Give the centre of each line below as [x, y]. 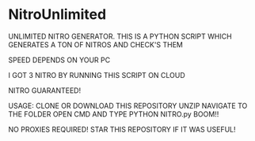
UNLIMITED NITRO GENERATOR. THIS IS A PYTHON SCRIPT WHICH [120, 36]
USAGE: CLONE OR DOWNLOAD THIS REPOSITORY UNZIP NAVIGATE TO [128, 106]
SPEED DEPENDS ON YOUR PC [59, 60]
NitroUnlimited [57, 15]
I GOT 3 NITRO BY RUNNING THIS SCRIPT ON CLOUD [97, 75]
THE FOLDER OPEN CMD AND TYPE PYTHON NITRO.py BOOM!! [114, 114]
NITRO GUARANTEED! [45, 90]
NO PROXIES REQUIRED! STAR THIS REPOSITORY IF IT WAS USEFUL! [122, 129]
